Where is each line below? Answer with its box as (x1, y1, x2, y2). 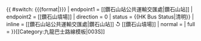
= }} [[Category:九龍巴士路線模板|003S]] (6, 28, 105, 35)
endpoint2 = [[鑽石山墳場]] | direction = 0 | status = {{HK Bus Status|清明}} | (6, 13, 194, 20)
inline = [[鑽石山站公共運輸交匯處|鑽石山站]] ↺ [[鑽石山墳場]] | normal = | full (6, 21, 195, 27)
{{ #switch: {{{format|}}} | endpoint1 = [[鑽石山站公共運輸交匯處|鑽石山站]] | (6, 6, 193, 12)
